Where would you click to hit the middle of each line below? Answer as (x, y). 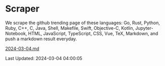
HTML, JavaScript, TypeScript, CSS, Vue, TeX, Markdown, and (93, 33)
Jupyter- (144, 28)
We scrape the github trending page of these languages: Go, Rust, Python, (83, 23)
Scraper (22, 9)
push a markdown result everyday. (41, 39)
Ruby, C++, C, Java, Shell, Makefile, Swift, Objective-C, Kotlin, (70, 28)
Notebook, (16, 33)
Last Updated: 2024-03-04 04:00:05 (44, 58)
